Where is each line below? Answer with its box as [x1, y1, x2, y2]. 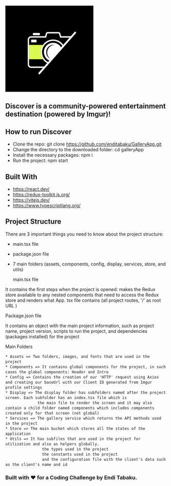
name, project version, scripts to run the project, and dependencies [5, 328, 147, 334]
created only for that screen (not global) [5, 410, 100, 416]
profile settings [5, 385, 42, 390]
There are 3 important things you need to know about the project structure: [5, 231, 164, 237]
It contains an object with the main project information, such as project [5, 322, 155, 329]
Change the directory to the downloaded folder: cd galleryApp [12, 147, 144, 153]
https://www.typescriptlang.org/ [12, 203, 81, 209]
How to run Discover [5, 127, 72, 136]
